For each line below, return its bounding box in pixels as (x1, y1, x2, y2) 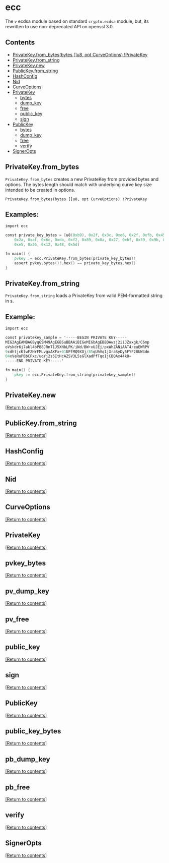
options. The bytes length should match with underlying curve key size (5, 181, 152, 188)
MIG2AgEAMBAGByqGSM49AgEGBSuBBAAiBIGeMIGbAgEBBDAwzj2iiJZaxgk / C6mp (5, 339, 150, 344)
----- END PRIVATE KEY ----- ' (5, 359, 64, 364)
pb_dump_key (5, 755, 50, 763)
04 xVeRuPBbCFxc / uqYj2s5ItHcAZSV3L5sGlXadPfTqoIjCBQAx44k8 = (5, 354, 132, 359)
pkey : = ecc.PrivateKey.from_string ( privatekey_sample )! (14, 372, 136, 377)
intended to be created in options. (5, 187, 75, 193)
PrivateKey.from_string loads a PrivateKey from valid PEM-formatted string (5, 293, 162, 299)
